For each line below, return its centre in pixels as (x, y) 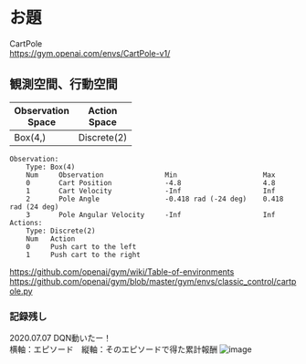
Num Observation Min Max (151, 175)
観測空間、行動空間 (63, 84)
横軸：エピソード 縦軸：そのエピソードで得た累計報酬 (113, 349)
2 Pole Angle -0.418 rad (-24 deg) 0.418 (155, 199)
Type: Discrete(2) (61, 231)
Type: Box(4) (51, 167)
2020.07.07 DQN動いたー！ (61, 338)
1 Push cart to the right (84, 255)
